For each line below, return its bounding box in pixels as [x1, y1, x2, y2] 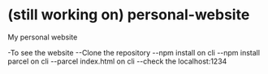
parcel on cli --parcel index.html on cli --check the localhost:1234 [7, 56, 227, 66]
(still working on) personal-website [7, 6, 250, 24]
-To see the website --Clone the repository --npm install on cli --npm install [7, 47, 261, 57]
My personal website [7, 32, 78, 42]
